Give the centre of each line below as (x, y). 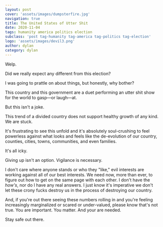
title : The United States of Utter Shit (47, 23)
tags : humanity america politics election (49, 32)
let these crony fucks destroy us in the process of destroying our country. (79, 190)
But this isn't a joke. (25, 107)
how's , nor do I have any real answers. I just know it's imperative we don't (79, 185)
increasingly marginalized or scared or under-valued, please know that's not (81, 205)
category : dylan (21, 50)
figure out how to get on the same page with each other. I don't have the (78, 180)
